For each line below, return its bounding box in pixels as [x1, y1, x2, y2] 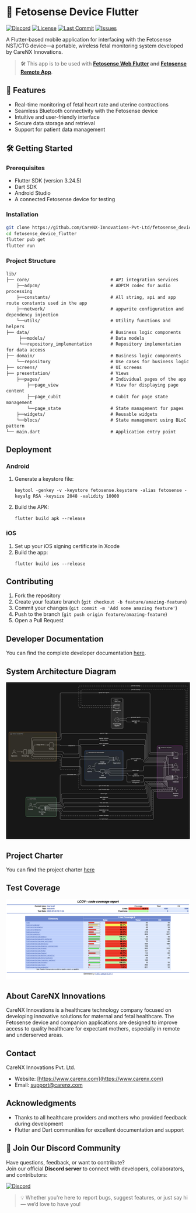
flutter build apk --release [14, 516, 86, 522]
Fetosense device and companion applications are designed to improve [6, 1019, 178, 1026]
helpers [6, 323, 25, 329]
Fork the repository [14, 592, 61, 599]
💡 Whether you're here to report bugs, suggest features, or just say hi [20, 1194, 188, 1201]
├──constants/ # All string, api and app [16, 294, 176, 300]
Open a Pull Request [14, 617, 64, 624]
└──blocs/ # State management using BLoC [16, 417, 187, 423]
